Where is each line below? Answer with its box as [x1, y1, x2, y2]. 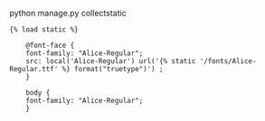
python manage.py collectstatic [9, 8, 127, 18]
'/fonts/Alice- [199, 57, 257, 66]
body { [25, 88, 51, 98]
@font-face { [25, 41, 75, 50]
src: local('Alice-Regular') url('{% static [25, 57, 196, 66]
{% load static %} [9, 25, 79, 34]
